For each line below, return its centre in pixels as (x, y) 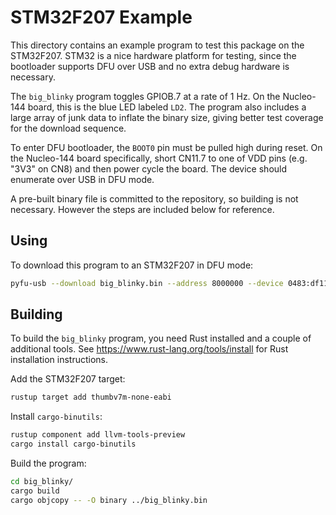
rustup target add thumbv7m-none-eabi (91, 397)
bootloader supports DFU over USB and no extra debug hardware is (150, 66)
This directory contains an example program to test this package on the (157, 45)
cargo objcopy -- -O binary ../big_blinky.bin (109, 500)
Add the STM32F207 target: (68, 379)
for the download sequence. (68, 128)
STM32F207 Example (101, 17)
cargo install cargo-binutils (73, 444)
